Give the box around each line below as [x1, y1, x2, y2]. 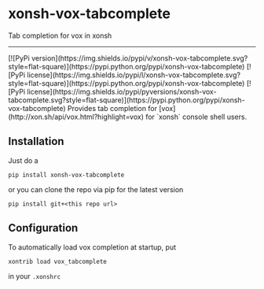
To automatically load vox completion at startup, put [8, 242, 177, 252]
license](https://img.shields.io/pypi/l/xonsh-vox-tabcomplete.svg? [27, 70, 241, 80]
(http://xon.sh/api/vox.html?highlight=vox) [8, 112, 144, 121]
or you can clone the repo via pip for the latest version [8, 184, 184, 194]
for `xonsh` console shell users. [145, 112, 247, 121]
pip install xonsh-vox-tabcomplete [8, 171, 125, 179]
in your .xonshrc [8, 271, 61, 280]
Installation [8, 135, 64, 148]
